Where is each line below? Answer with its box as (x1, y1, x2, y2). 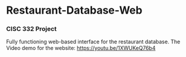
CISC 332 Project (6, 25, 57, 33)
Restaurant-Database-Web (6, 4, 143, 17)
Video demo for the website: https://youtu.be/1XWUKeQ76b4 (6, 45, 156, 52)
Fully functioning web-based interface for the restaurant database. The (6, 38, 181, 45)
